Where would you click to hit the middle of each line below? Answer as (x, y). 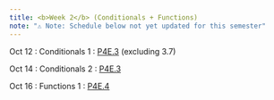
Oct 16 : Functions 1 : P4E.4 (60, 86)
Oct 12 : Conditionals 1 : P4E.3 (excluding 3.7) (93, 51)
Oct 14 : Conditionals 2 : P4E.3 (65, 69)
